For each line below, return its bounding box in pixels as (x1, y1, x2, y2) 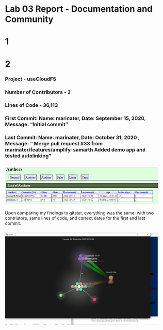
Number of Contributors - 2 (5, 89, 71, 96)
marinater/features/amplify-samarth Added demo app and (5, 146, 146, 153)
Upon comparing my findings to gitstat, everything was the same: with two (5, 210, 154, 216)
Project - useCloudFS (5, 76, 57, 82)
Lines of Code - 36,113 (5, 102, 58, 109)
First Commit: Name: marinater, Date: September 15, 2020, (5, 115, 146, 122)
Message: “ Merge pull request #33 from (5, 140, 103, 147)
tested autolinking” (5, 153, 52, 159)
